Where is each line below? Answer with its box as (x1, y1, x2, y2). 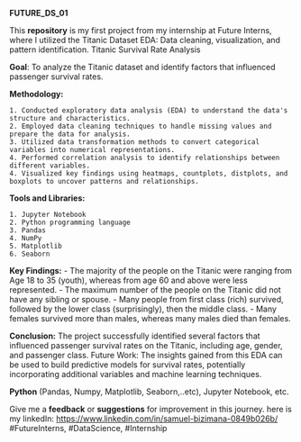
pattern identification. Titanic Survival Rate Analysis (9, 44, 201, 55)
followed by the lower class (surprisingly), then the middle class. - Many (9, 303, 278, 314)
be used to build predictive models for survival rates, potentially (9, 359, 246, 370)
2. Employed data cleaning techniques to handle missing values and (9, 122, 272, 131)
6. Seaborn (9, 249, 50, 258)
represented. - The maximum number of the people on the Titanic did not (9, 284, 281, 295)
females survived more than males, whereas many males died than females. (9, 313, 291, 323)
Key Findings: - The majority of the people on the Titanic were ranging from (9, 266, 293, 275)
